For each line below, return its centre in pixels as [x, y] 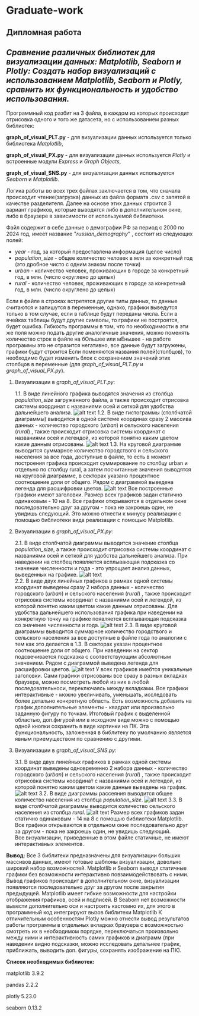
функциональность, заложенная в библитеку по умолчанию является [103, 732]
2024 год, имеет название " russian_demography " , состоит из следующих [99, 234]
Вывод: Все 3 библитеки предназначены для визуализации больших [93, 855]
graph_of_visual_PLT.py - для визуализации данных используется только [99, 137]
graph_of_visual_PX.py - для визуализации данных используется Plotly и [98, 155]
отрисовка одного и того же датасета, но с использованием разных [93, 119]
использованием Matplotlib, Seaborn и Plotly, [94, 80]
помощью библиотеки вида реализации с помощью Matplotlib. [94, 520]
